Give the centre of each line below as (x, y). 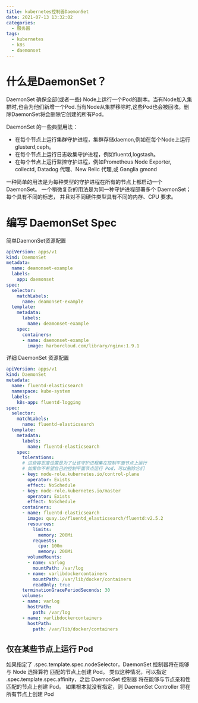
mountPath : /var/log (58, 568)
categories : (21, 23)
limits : (42, 529)
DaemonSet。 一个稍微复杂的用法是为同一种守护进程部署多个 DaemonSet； (99, 189)
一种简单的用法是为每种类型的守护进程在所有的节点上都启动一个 (84, 181)
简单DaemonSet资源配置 (36, 240)
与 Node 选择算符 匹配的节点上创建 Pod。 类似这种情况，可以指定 (87, 672)
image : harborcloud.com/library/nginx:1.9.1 (84, 346)
